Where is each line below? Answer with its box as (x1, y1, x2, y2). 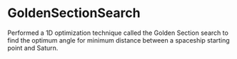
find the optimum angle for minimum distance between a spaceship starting (7, 36, 230, 44)
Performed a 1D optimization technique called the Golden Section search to (7, 28, 228, 37)
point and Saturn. (7, 43, 59, 52)
